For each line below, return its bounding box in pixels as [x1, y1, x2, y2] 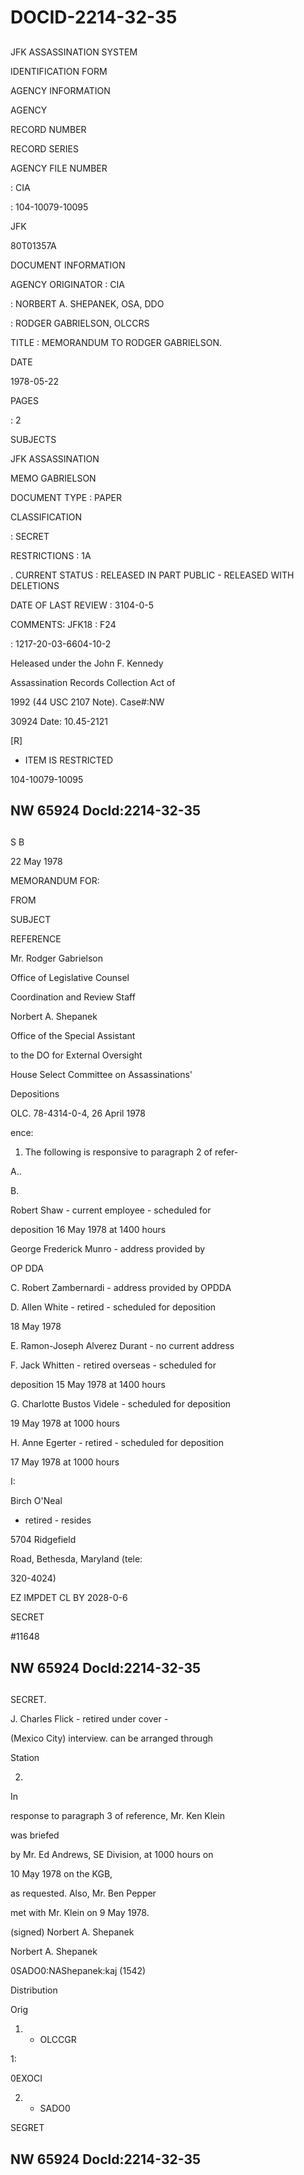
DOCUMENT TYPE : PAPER [10, 491, 123, 503]
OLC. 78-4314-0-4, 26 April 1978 [10, 1107, 146, 1120]
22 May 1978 [10, 856, 63, 868]
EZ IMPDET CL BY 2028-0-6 [10, 1592, 128, 1604]
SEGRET [10, 2122, 45, 2134]
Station [10, 1752, 40, 1764]
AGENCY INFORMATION [10, 84, 111, 96]
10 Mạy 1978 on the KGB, [10, 1868, 113, 1880]
